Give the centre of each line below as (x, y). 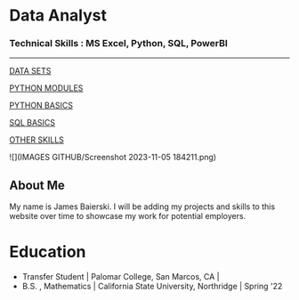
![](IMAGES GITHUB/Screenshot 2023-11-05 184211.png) (113, 158)
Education (48, 252)
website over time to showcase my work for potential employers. (128, 216)
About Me (37, 185)
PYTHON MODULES (46, 88)
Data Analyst (58, 16)
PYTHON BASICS (41, 105)
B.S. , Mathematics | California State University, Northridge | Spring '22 (152, 287)
